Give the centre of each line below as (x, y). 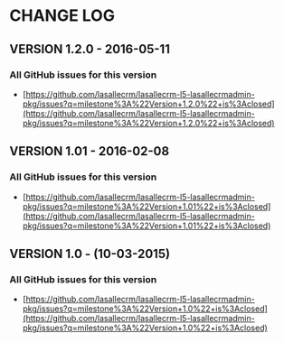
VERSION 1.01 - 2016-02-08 (90, 151)
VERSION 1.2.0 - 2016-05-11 (90, 49)
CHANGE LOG (62, 16)
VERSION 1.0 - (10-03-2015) (90, 254)
